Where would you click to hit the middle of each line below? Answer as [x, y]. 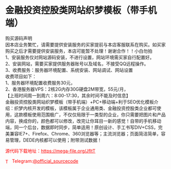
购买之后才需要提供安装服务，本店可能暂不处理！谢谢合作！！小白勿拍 [79, 51]
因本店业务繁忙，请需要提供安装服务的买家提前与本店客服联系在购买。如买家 [85, 44]
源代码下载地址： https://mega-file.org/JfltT [50, 151]
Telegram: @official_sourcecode [45, 161]
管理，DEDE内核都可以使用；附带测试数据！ [56, 140]
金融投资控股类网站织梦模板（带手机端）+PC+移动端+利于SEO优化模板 [80, 102]
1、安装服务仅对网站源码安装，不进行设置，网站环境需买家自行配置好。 [80, 57]
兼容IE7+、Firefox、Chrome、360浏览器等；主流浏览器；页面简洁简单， [85, 133]
